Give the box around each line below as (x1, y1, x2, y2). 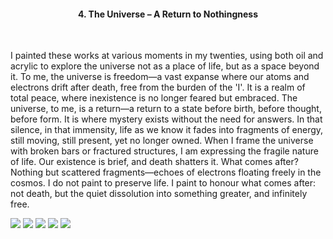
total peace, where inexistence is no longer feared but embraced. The (10, 92, 298, 104)
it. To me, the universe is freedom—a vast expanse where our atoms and (10, 71, 310, 83)
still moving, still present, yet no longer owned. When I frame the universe (10, 135, 314, 147)
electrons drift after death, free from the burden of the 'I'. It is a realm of (10, 81, 306, 94)
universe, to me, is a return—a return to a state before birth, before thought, (10, 103, 322, 115)
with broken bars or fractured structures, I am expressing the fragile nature (10, 145, 319, 157)
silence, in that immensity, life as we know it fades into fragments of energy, (10, 124, 324, 136)
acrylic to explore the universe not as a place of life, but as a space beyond (10, 60, 320, 72)
